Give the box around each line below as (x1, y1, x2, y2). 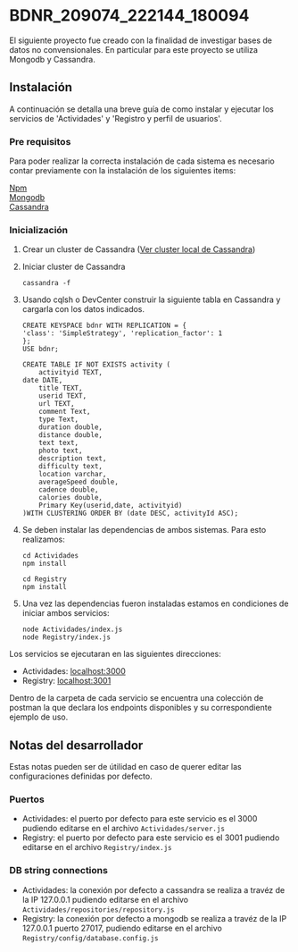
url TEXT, (38, 400, 75, 409)
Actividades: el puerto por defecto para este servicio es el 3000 (21, 813, 258, 824)
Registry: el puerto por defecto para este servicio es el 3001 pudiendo (21, 832, 280, 843)
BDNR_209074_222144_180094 (9, 5, 250, 26)
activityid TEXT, (38, 368, 103, 377)
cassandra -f (21, 279, 71, 288)
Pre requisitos (9, 135, 71, 147)
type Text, (38, 415, 79, 425)
